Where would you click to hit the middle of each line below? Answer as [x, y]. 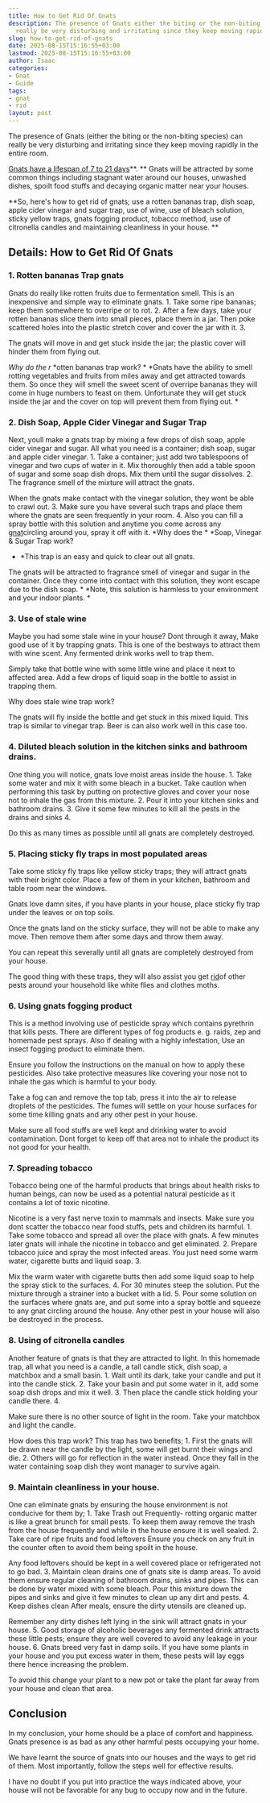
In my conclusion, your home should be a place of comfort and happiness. [131, 1733]
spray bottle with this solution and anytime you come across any [115, 524]
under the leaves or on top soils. [61, 912]
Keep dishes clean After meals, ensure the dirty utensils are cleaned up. [127, 1606]
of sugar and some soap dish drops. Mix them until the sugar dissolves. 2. [131, 474]
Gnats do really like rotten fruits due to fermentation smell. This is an [121, 293]
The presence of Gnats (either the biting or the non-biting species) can [126, 136]
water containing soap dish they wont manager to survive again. [115, 1466]
